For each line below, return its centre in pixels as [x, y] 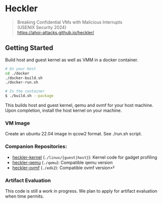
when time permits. [25, 196]
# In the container [25, 91]
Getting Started [29, 48]
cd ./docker [17, 73]
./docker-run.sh [22, 82]
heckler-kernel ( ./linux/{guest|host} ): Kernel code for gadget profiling [85, 157]
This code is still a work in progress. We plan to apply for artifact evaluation [81, 191]
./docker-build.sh [24, 78]
